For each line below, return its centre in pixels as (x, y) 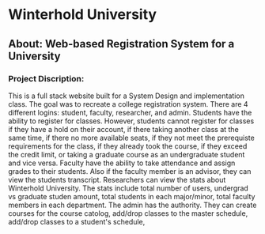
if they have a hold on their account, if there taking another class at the (123, 129)
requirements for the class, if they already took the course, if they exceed (128, 146)
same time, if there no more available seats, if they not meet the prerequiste (131, 138)
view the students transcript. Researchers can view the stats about (117, 179)
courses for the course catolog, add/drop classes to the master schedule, (128, 213)
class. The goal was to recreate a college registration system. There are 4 (128, 104)
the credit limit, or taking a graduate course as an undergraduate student (127, 154)
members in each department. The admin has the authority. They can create (132, 205)
